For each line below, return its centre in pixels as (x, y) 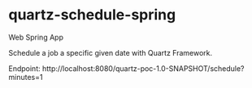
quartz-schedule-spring (92, 15)
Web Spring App (36, 37)
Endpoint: (24, 68)
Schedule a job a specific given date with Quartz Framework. (111, 52)
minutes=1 (26, 77)
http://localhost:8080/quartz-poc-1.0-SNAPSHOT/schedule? (143, 68)
